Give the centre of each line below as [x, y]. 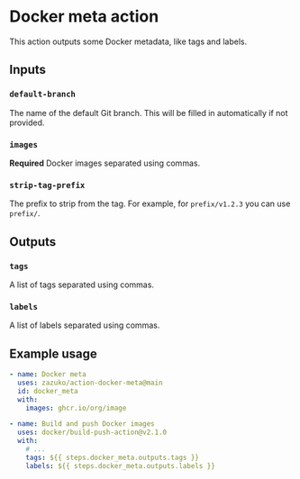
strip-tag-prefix [47, 185]
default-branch [43, 95]
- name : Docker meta [48, 375]
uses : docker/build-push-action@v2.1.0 [92, 433]
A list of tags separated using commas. [82, 285]
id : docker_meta [48, 391]
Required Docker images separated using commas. [105, 163]
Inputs [28, 70]
